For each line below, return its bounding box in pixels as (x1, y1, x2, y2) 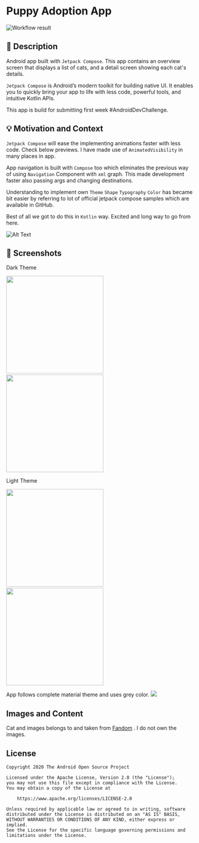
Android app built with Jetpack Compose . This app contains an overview (6, 57, 180, 64)
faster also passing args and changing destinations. (6, 177, 133, 184)
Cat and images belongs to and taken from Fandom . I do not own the (6, 725, 177, 732)
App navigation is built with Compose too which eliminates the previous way (6, 164, 189, 171)
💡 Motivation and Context (6, 124, 103, 134)
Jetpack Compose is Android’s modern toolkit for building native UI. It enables (6, 82, 194, 89)
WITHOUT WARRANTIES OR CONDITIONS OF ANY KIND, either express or (6, 817, 175, 823)
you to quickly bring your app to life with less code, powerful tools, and (6, 88, 181, 95)
